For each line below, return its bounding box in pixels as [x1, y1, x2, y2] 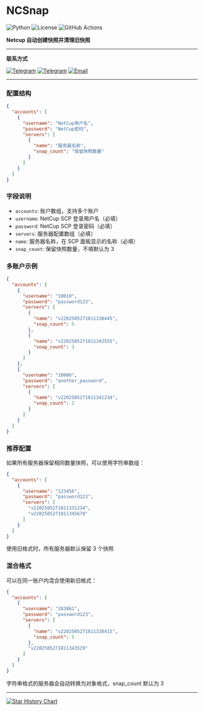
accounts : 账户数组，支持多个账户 [15, 207, 99, 215]
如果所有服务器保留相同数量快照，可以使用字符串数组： [6, 459, 144, 466]
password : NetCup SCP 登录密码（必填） [15, 222, 116, 230]
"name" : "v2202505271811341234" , [33, 394, 118, 401]
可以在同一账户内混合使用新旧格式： [6, 577, 97, 584]
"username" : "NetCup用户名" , [22, 120, 94, 126]
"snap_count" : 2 [33, 400, 75, 407]
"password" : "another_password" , [22, 377, 107, 383]
